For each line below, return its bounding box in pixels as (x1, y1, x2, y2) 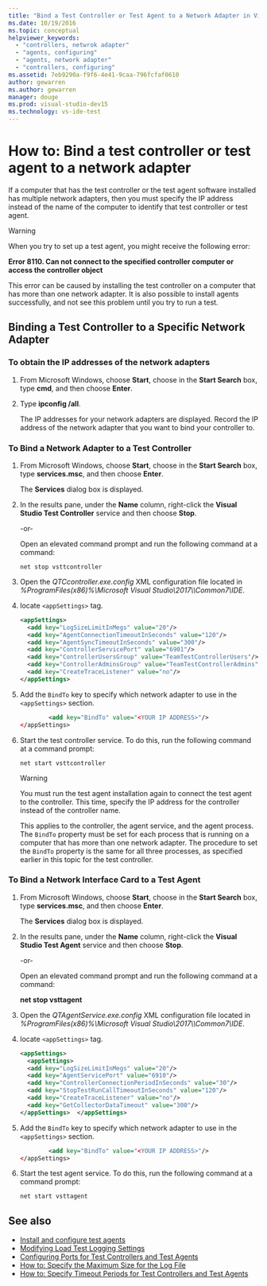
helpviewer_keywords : (8, 33, 80, 42)
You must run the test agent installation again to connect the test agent (19, 788, 252, 798)
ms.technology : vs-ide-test (8, 108, 102, 116)
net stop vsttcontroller (19, 562, 103, 571)
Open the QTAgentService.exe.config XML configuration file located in (19, 1010, 251, 1020)
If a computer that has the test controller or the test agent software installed (8, 185, 257, 195)
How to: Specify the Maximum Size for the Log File (19, 1261, 187, 1270)
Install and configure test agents (19, 1235, 126, 1245)
